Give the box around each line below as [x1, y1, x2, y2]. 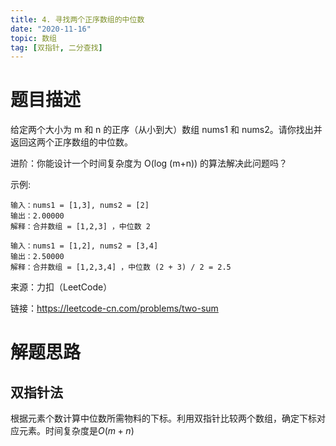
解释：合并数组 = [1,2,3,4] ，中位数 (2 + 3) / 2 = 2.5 [10, 262, 232, 273]
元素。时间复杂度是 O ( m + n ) [18, 425, 135, 437]
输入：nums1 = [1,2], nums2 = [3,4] [10, 241, 159, 251]
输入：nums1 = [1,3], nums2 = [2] [10, 201, 150, 211]
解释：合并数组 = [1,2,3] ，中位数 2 [10, 222, 151, 232]
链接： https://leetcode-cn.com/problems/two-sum [10, 302, 219, 315]
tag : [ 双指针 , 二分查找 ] [10, 42, 103, 53]
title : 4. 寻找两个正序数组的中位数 [10, 14, 145, 25]
